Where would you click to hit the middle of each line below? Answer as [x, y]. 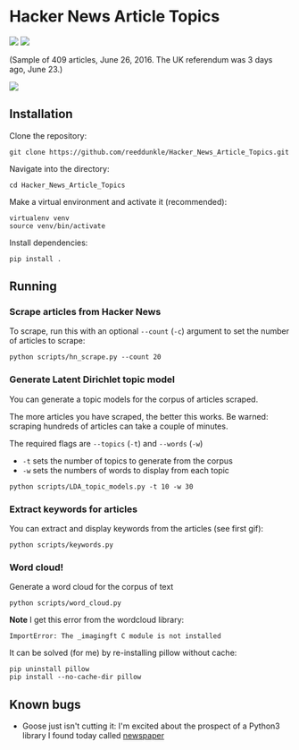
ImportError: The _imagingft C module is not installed [115, 636]
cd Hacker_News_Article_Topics [67, 185]
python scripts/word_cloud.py [66, 603]
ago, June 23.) [36, 69]
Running [33, 287]
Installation [41, 114]
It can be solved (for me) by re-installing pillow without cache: [123, 653]
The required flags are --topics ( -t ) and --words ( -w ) [106, 443]
